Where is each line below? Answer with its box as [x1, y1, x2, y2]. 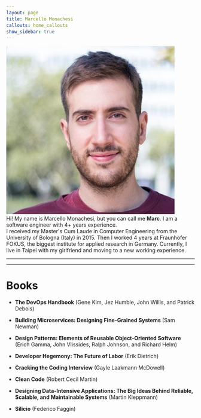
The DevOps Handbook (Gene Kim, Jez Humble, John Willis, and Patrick [14, 299, 195, 306]
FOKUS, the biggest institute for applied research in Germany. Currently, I [6, 240, 187, 248]
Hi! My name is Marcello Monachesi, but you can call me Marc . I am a [6, 215, 178, 222]
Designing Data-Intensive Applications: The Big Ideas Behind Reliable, [14, 388, 193, 395]
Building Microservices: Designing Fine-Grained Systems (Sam [14, 317, 175, 324]
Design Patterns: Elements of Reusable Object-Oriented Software [14, 335, 181, 342]
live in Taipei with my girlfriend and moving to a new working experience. [6, 247, 187, 254]
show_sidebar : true [6, 29, 55, 35]
